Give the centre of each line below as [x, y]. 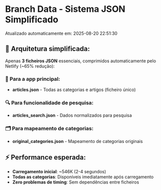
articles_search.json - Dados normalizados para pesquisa [72, 115]
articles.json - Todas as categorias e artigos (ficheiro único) [74, 90]
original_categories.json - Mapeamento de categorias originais [78, 141]
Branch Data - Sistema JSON [65, 9]
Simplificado [32, 20]
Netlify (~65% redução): [30, 66]
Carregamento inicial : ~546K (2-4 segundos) [59, 172]
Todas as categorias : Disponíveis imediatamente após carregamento [83, 177]
